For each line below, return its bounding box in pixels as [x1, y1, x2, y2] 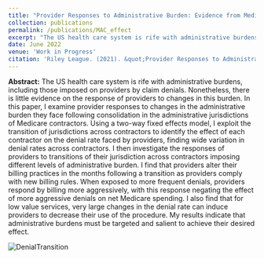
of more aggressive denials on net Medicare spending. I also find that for [8, 193, 244, 202]
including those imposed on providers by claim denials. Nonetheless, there [8, 85, 250, 94]
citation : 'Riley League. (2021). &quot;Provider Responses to [8, 56, 220, 64]
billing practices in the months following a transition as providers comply [8, 168, 243, 177]
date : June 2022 [8, 41, 61, 49]
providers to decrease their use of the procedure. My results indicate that [8, 210, 246, 220]
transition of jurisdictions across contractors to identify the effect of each [8, 126, 245, 136]
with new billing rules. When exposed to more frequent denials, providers [8, 177, 245, 186]
